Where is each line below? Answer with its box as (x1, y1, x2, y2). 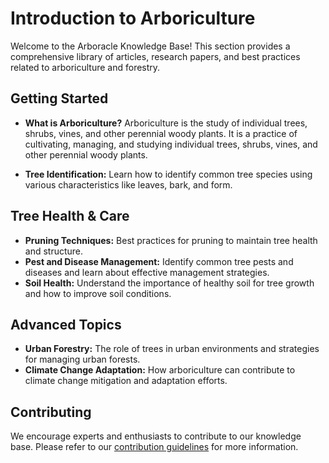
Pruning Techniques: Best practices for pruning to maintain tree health (24, 234, 318, 246)
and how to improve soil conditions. (24, 287, 172, 299)
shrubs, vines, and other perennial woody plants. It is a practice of (24, 127, 298, 139)
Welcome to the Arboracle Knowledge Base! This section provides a (10, 40, 291, 52)
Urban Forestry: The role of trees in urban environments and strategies (24, 343, 320, 355)
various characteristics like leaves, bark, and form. (24, 178, 233, 191)
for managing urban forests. (24, 353, 141, 366)
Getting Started (10, 90, 109, 107)
